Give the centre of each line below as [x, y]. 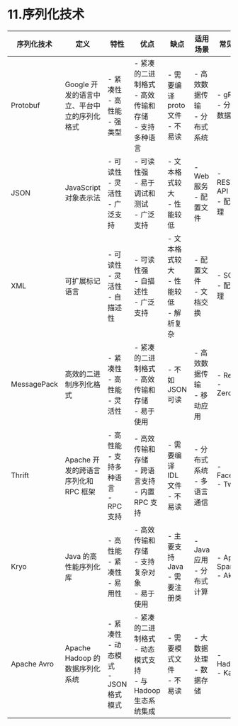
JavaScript [83, 187]
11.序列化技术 [46, 15]
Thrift [20, 475]
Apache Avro [33, 664]
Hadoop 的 [83, 658]
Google [77, 84]
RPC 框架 [80, 492]
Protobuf [25, 105]
